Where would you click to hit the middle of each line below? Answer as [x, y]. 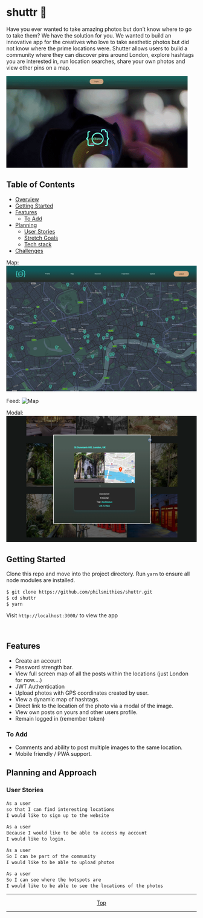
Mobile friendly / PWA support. [53, 754]
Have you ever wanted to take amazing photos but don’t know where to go [99, 29]
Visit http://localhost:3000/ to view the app [62, 615]
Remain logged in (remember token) [60, 718]
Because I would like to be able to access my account [77, 833]
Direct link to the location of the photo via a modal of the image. [94, 706]
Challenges [29, 251]
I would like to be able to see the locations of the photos [85, 886]
